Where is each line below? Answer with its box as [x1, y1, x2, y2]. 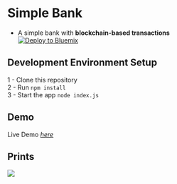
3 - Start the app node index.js [7, 90, 100, 99]
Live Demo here [7, 130, 54, 139]
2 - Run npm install [7, 83, 66, 92]
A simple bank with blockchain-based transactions [17, 28, 171, 37]
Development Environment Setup [7, 57, 158, 69]
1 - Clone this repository [7, 75, 78, 84]
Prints [7, 151, 35, 163]
